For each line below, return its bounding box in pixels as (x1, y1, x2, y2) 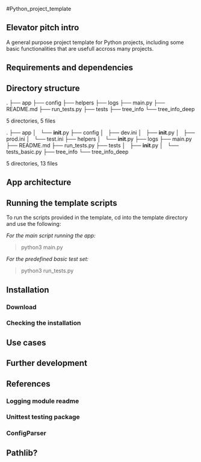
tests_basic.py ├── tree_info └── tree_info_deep (6, 148, 129, 156)
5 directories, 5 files (6, 117, 56, 124)
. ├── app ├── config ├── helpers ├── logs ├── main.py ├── (6, 99, 165, 106)
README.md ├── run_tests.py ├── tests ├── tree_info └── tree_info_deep (6, 106, 195, 113)
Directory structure (6, 83, 80, 93)
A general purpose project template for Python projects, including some (6, 39, 184, 46)
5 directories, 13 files (6, 160, 58, 167)
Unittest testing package (6, 413, 80, 422)
